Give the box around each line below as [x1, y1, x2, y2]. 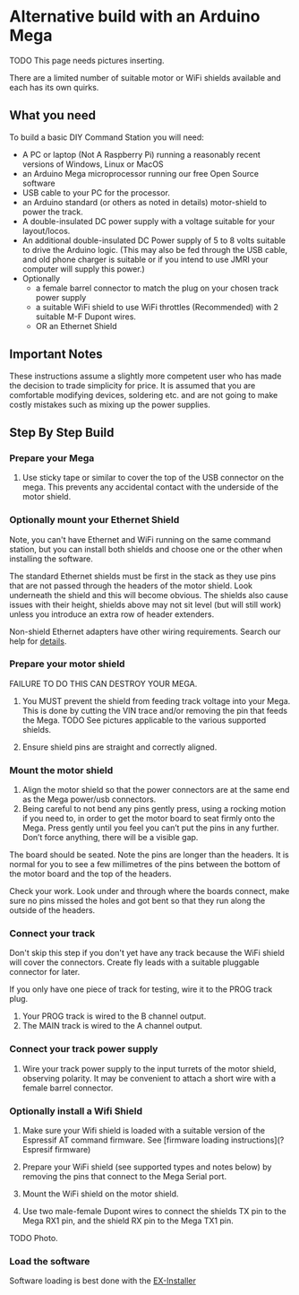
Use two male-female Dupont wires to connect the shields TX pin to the [21, 1206, 286, 1217]
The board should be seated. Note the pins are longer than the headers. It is [9, 849, 289, 860]
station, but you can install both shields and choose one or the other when [9, 543, 284, 554]
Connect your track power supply [9, 1043, 158, 1056]
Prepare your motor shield [9, 657, 125, 670]
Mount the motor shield [9, 764, 114, 777]
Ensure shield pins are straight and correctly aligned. [21, 742, 218, 752]
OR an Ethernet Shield [35, 320, 117, 331]
